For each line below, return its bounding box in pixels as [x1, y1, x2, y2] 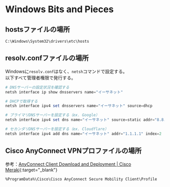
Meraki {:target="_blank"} [5, 167, 58, 173]
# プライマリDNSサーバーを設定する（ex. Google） [5, 113, 100, 118]
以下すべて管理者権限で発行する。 [5, 75, 76, 81]
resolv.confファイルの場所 [5, 54, 89, 63]
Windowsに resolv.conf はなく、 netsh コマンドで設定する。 [5, 68, 127, 74]
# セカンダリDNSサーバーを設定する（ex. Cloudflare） [5, 127, 109, 132]
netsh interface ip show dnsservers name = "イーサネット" [5, 89, 123, 95]
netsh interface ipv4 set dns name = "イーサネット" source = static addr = [5, 117, 155, 122]
